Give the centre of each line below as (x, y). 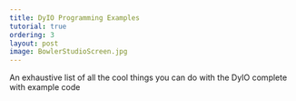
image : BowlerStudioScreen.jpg (69, 52)
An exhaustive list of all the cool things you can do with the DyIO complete (148, 77)
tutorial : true (38, 26)
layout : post (34, 43)
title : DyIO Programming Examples (75, 18)
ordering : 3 (32, 35)
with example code (45, 87)
